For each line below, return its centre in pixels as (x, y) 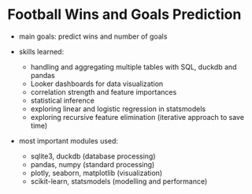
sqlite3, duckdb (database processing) (93, 156)
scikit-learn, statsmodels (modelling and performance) (119, 181)
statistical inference (63, 100)
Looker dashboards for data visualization (97, 84)
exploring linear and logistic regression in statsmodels (118, 109)
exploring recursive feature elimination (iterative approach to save (137, 117)
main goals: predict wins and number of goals (93, 36)
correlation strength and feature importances (104, 91)
